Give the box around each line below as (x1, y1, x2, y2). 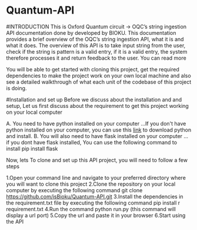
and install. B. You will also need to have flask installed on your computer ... (6, 132, 189, 139)
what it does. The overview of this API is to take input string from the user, (6, 42, 186, 49)
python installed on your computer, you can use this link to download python (6, 126, 192, 133)
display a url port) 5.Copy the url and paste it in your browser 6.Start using (6, 212, 186, 219)
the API (6, 218, 24, 225)
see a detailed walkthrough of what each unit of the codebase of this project (6, 78, 192, 86)
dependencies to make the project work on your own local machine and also (6, 72, 191, 79)
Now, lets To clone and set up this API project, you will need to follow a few (6, 156, 188, 163)
